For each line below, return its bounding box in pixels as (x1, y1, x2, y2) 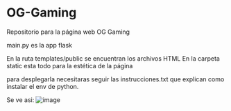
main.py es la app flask (6, 41, 73, 49)
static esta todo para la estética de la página (6, 61, 133, 70)
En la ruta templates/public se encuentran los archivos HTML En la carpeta (6, 54, 220, 63)
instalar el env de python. (6, 82, 79, 90)
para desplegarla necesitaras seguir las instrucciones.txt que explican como (6, 74, 225, 83)
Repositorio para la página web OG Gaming (6, 28, 130, 36)
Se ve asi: (6, 95, 35, 104)
